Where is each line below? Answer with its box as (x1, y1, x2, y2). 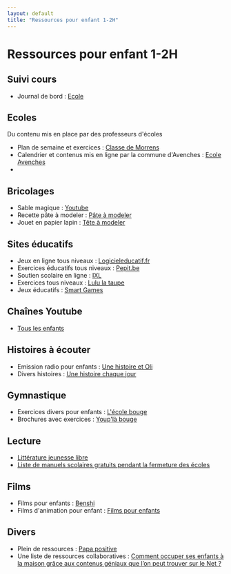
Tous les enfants (17, 324, 64, 332)
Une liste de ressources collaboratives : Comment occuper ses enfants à (17, 552, 224, 560)
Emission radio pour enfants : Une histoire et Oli (17, 362, 153, 371)
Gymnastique (7, 389, 67, 401)
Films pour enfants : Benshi (17, 499, 95, 507)
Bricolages (7, 185, 54, 197)
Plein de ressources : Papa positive (17, 544, 117, 553)
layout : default (7, 10, 54, 17)
